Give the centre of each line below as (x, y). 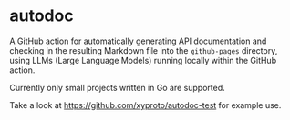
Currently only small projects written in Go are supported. (117, 87)
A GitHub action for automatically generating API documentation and (138, 41)
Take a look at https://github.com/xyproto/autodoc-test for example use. (145, 105)
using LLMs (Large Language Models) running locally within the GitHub (143, 60)
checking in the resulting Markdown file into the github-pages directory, (144, 50)
